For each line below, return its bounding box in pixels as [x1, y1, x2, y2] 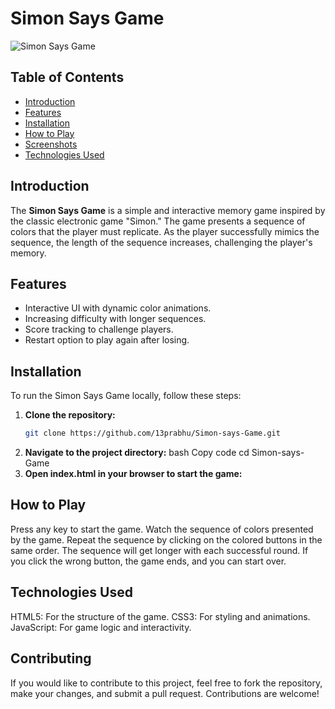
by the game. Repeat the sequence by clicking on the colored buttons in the [10, 533, 323, 546]
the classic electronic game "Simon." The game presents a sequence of [10, 215, 306, 227]
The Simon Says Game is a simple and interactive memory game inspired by [10, 204, 326, 216]
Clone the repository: [24, 409, 116, 421]
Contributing [10, 650, 92, 667]
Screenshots [24, 138, 78, 150]
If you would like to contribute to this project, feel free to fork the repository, [10, 677, 323, 689]
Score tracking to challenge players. [24, 323, 174, 336]
